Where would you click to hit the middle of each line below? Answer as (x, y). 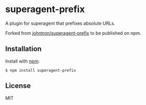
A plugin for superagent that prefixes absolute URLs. (60, 23)
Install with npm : (22, 61)
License (18, 86)
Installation (23, 49)
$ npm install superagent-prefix (41, 70)
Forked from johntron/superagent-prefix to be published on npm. (73, 33)
